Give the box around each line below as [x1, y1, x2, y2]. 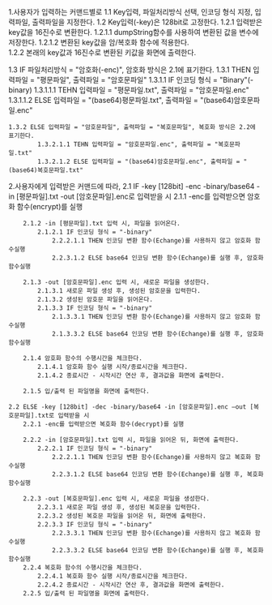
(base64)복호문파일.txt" [8, 166, 83, 174]
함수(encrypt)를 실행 [16, 202, 83, 211]
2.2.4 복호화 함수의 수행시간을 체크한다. [23, 564, 143, 572]
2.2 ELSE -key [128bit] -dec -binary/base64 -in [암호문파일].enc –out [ [8, 403, 254, 411]
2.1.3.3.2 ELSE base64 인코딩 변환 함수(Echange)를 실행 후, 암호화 [51, 330, 264, 338]
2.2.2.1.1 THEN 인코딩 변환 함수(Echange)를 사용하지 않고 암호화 [51, 237, 252, 245]
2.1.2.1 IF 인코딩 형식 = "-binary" [37, 228, 152, 236]
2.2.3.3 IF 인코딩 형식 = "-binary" [37, 521, 152, 529]
